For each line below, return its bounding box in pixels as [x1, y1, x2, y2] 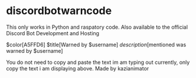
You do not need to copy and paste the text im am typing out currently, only [6, 59, 190, 66]
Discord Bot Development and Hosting [6, 29, 99, 36]
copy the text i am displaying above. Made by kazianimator [6, 65, 149, 72]
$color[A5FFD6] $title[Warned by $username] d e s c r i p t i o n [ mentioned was [6, 41, 187, 48]
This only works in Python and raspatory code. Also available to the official [6, 23, 188, 30]
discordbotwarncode [6, 4, 112, 18]
